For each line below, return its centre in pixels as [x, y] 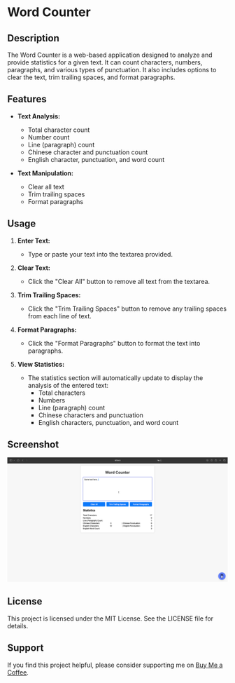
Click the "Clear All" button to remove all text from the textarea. [119, 281]
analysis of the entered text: [68, 385]
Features [27, 99]
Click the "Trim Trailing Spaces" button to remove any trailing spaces [127, 309]
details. [18, 625]
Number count [49, 137]
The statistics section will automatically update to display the [115, 378]
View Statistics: [41, 364]
